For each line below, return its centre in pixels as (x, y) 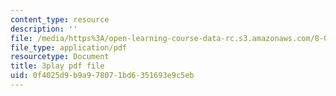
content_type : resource (60, 19)
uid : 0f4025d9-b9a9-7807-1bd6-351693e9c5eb (102, 76)
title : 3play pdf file (57, 66)
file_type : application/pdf (69, 47)
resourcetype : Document (60, 57)
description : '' (44, 29)
